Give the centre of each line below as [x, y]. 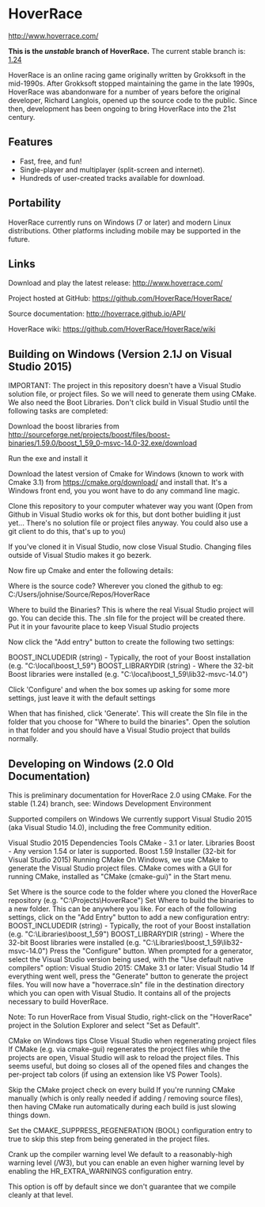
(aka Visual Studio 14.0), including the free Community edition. [110, 827]
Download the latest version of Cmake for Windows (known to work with [126, 474]
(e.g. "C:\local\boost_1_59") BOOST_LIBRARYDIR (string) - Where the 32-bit [131, 666]
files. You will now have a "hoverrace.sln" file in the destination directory [127, 984]
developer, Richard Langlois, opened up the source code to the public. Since [133, 100]
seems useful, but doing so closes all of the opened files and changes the [129, 1066]
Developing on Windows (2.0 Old [91, 764]
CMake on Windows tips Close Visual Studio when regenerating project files [132, 1041]
